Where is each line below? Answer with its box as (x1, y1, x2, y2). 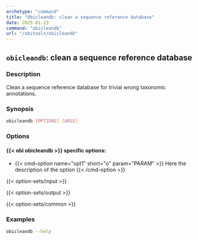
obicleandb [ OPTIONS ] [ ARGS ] (6, 118, 78, 124)
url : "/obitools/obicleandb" (6, 31, 78, 37)
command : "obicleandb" (6, 25, 62, 31)
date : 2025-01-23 (6, 20, 49, 25)
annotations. (6, 90, 37, 97)
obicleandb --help (6, 229, 51, 235)
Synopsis (6, 105, 34, 113)
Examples (6, 215, 35, 223)
